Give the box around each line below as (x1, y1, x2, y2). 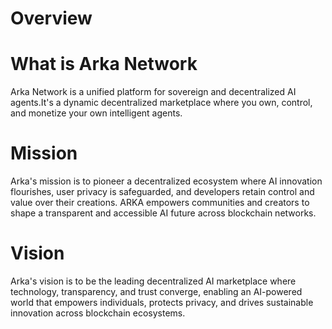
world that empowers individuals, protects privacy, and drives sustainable (10, 297, 314, 308)
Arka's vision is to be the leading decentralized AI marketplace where (10, 275, 297, 287)
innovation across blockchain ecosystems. (10, 307, 186, 319)
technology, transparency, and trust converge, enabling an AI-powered (10, 286, 303, 297)
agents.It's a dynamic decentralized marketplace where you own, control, (10, 97, 313, 109)
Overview (10, 7, 93, 30)
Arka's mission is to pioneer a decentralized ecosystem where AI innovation (10, 175, 323, 187)
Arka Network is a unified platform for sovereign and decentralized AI (10, 86, 297, 98)
